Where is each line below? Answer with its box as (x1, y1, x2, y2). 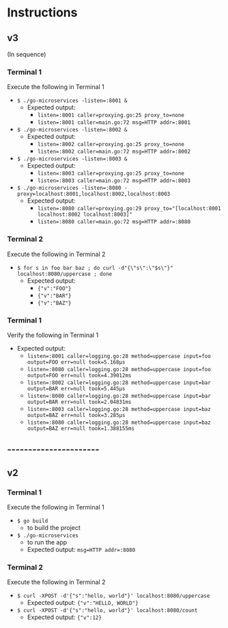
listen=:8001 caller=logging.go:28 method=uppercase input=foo (27, 353, 212, 360)
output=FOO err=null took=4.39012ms (27, 372, 132, 379)
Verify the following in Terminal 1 (7, 331, 99, 339)
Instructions (7, 5, 78, 21)
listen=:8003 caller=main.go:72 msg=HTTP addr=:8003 (37, 177, 191, 184)
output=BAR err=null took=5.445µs (27, 385, 126, 392)
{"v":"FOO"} (37, 285, 72, 292)
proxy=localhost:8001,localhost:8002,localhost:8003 (16, 190, 171, 198)
